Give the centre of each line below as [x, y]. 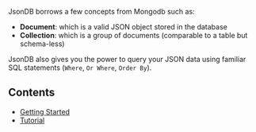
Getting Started [44, 111]
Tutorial [32, 120]
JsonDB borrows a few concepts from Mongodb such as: [102, 12]
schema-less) [42, 44]
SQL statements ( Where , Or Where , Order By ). [80, 68]
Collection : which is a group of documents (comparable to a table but [134, 35]
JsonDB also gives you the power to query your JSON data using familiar [127, 59]
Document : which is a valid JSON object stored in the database [123, 27]
